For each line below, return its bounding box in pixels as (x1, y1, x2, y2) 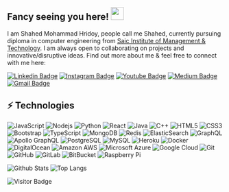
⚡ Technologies (7, 100, 75, 112)
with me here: (7, 58, 46, 67)
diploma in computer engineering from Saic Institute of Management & (7, 36, 206, 45)
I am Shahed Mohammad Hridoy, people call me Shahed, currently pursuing (7, 29, 221, 38)
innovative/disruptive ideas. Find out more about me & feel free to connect (7, 51, 217, 59)
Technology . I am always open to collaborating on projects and (7, 44, 184, 52)
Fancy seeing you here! (7, 11, 110, 23)
